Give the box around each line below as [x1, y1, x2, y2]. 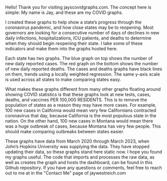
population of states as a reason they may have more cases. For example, [5, 102, 157, 108]
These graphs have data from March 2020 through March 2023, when [5, 138, 150, 144]
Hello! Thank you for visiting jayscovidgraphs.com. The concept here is [5, 4, 152, 10]
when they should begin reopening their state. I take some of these [5, 40, 143, 46]
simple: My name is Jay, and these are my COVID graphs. [5, 9, 123, 15]
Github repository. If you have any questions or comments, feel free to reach [5, 165, 162, 171]
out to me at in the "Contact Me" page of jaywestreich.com [5, 170, 126, 176]
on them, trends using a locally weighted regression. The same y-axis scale [5, 71, 161, 77]
